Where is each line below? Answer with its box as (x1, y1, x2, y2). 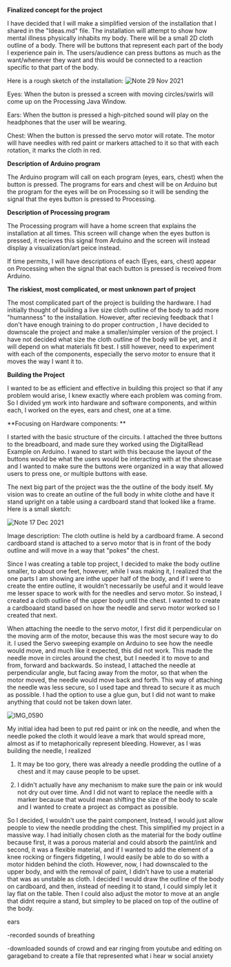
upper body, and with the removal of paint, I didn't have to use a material (7, 868, 214, 876)
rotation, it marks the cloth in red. (7, 146, 102, 154)
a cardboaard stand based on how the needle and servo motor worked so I (7, 604, 220, 612)
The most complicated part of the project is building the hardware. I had (7, 298, 212, 307)
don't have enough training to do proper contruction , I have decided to (7, 320, 209, 329)
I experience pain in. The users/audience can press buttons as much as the (7, 48, 221, 57)
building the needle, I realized (7, 747, 91, 755)
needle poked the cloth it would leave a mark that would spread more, (7, 732, 205, 740)
